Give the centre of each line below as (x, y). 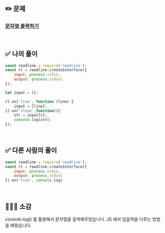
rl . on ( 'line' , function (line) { (39, 102)
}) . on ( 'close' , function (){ (33, 111)
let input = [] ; (22, 92)
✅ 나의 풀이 (21, 54)
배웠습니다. (21, 225)
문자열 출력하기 (22, 26)
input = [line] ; (31, 106)
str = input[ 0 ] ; (31, 115)
